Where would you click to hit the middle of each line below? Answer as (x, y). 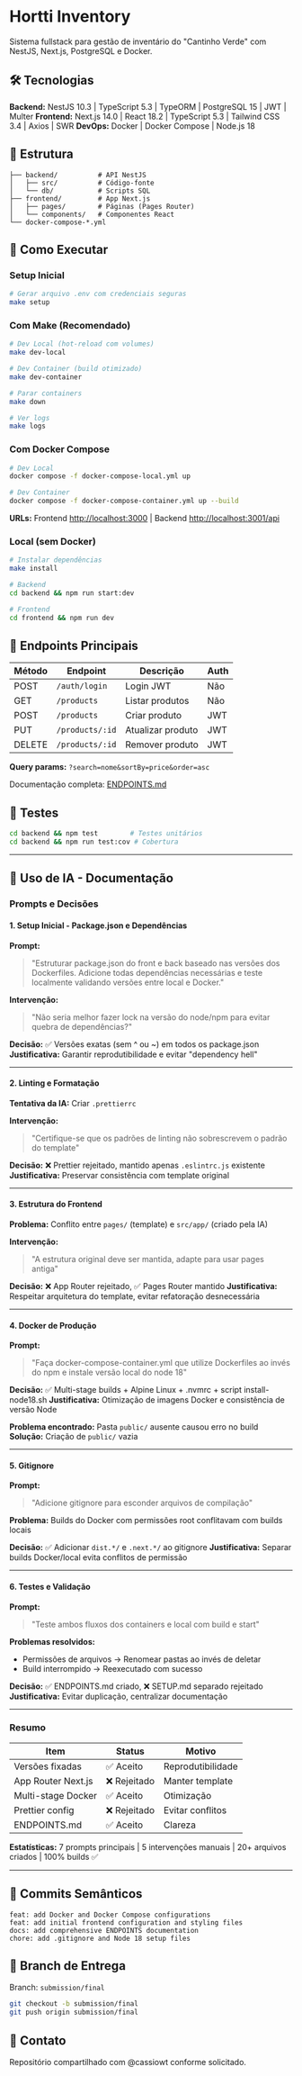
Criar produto (154, 716)
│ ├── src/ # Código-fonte (82, 183)
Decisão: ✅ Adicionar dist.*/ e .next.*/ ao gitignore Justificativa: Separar (151, 1548)
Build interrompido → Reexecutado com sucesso (112, 1668)
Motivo (201, 1751)
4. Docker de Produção (53, 1325)
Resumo (28, 1728)
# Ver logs (30, 418)
